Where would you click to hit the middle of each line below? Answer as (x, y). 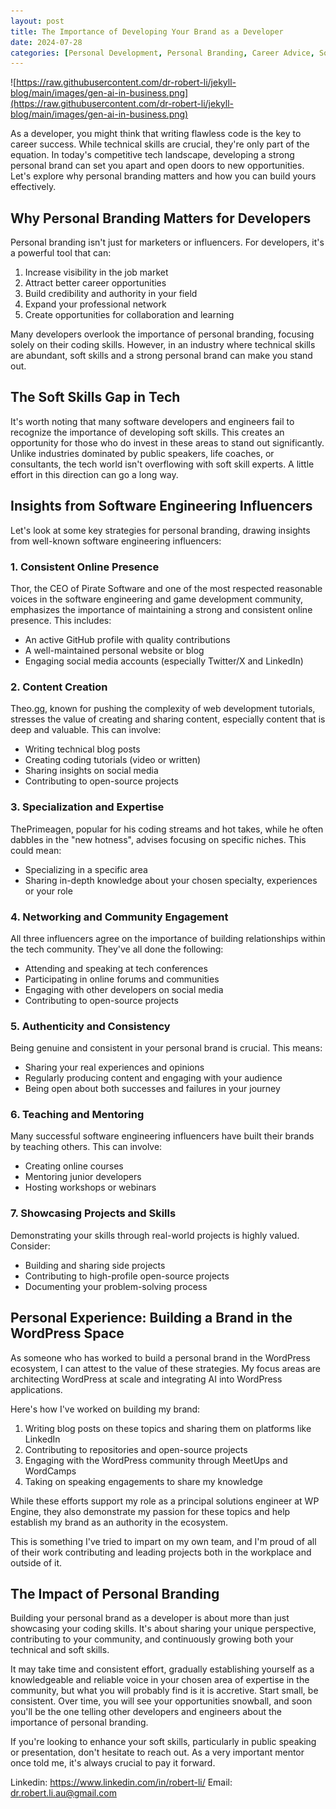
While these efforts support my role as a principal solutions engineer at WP (165, 1501)
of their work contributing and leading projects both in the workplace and (161, 1552)
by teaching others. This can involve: (86, 1147)
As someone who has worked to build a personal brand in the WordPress (160, 1357)
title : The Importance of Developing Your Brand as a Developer (147, 31)
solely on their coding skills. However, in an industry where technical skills (163, 345)
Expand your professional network (95, 304)
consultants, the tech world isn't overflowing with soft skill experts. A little (162, 464)
